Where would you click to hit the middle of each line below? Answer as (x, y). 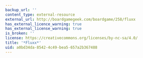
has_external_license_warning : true (43, 29)
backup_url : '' (21, 10)
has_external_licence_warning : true (43, 24)
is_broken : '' (20, 33)
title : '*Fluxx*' (23, 43)
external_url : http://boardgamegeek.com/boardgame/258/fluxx (70, 19)
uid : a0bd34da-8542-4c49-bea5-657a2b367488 (51, 47)
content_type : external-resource (40, 15)
